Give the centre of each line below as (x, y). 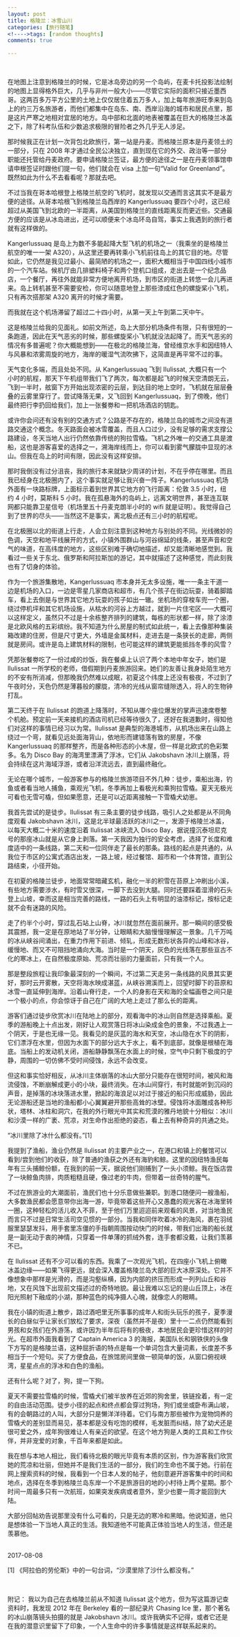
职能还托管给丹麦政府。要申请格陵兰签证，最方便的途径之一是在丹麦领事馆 (117, 160)
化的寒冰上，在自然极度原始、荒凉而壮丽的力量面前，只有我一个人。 (107, 958)
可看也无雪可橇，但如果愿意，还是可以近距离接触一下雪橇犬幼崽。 (104, 797)
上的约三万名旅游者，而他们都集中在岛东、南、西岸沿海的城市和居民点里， (117, 109)
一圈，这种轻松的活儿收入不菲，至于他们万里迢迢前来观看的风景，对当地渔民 (120, 1211)
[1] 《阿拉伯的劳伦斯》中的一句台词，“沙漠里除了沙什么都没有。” (101, 1570)
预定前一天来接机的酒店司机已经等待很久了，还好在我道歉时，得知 (129, 719)
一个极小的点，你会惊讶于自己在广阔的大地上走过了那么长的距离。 (104, 1001)
